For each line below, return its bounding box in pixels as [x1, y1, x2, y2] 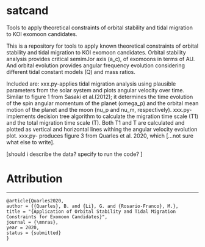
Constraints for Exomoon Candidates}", [6, 213, 108, 220]
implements [6, 112, 36, 120]
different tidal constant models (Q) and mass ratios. [6, 68, 135, 75]
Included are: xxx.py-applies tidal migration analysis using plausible [6, 80, 176, 87]
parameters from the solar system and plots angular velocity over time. [6, 86, 185, 94]
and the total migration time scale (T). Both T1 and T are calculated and [6, 119, 185, 126]
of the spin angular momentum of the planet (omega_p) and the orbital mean [6, 99, 199, 107]
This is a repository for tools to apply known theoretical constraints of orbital [6, 42, 199, 50]
